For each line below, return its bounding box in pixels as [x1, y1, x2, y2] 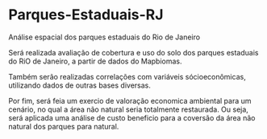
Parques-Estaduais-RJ [8, 6, 164, 24]
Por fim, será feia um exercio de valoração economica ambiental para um [8, 96, 252, 105]
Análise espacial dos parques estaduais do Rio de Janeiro [8, 32, 200, 42]
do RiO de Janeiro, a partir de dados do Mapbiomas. [8, 56, 183, 66]
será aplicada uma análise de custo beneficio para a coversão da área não [8, 112, 256, 122]
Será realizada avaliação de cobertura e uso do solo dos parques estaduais [8, 47, 259, 57]
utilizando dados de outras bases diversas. [8, 80, 152, 90]
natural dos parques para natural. [8, 121, 119, 131]
